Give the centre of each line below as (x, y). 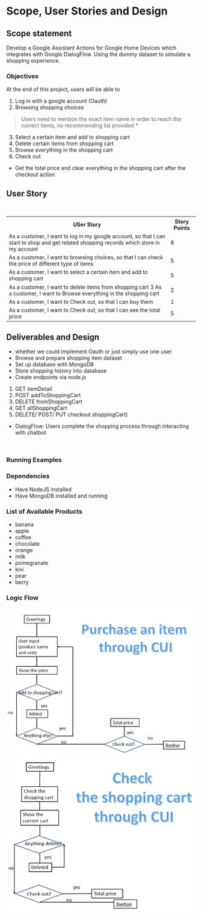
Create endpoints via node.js (50, 377)
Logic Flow (23, 597)
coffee (23, 537)
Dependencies (28, 476)
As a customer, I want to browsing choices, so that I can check (86, 257)
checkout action (35, 175)
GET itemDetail (33, 389)
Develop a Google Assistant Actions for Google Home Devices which (91, 48)
